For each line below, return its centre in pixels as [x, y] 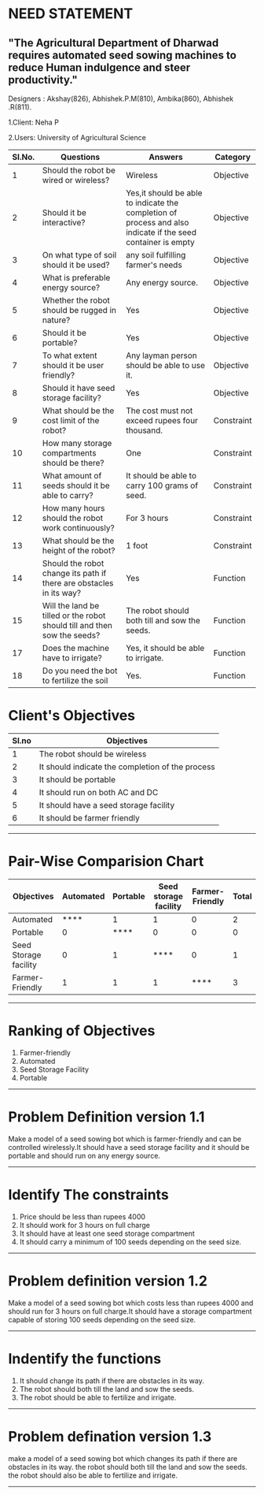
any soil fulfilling [156, 255]
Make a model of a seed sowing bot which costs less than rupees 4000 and [131, 1303]
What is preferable [76, 278]
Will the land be [71, 606]
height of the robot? [79, 550]
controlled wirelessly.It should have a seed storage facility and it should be [129, 1147]
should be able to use [165, 365]
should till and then [77, 625]
